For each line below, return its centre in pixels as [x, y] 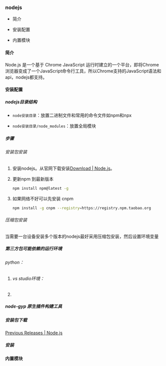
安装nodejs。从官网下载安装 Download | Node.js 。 [64, 168]
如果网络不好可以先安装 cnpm [43, 198]
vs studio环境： [28, 279]
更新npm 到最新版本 [33, 179]
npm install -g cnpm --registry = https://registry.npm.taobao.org [82, 208]
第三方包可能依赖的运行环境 [34, 249]
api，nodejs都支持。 [26, 77]
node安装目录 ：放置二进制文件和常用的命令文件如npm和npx [72, 115]
